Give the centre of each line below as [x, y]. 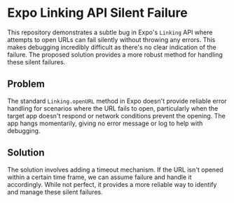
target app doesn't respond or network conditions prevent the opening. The [116, 115]
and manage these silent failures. [55, 192]
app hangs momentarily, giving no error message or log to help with [105, 123]
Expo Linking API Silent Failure [97, 13]
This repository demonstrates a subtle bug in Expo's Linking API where [110, 32]
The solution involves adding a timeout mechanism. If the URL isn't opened [115, 169]
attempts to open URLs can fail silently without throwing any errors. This [111, 39]
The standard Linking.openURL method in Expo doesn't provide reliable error [117, 101]
